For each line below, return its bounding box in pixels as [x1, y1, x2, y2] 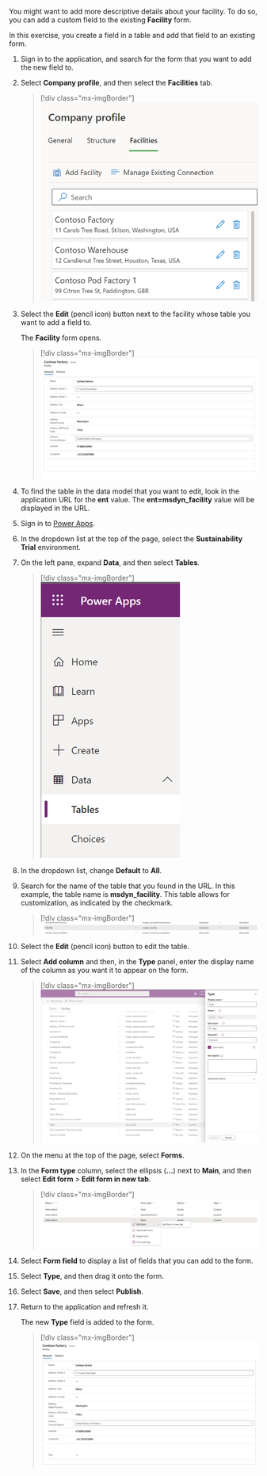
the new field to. [20, 63, 74, 72]
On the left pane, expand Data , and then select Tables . [20, 558, 200, 567]
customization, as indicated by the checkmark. [20, 898, 174, 908]
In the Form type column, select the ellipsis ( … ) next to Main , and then [20, 1165, 252, 1175]
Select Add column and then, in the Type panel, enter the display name [20, 957, 254, 967]
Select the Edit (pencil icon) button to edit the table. [20, 942, 189, 952]
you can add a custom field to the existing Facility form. [9, 15, 192, 25]
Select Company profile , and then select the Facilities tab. [20, 78, 213, 87]
